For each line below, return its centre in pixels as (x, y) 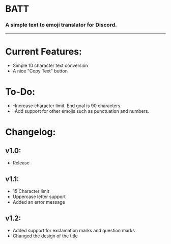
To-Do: (20, 92)
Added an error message (39, 202)
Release (21, 163)
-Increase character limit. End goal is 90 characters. (67, 106)
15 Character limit (31, 191)
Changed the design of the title (45, 236)
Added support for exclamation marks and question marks (74, 230)
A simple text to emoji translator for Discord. (61, 25)
